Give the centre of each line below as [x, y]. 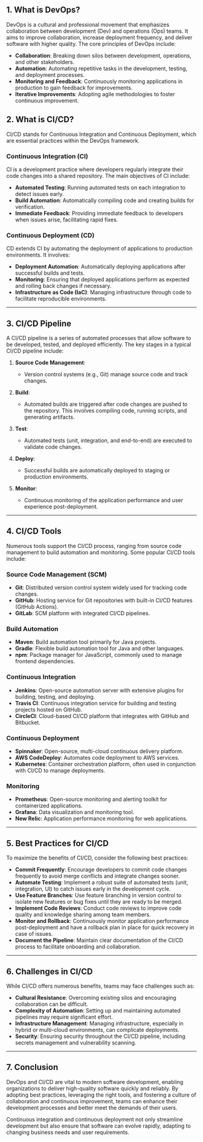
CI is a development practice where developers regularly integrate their [95, 169]
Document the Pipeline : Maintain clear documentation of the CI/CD [99, 941]
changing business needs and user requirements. [68, 1132]
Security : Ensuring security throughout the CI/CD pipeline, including [100, 1036]
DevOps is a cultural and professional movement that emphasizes [88, 24]
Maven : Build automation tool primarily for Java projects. [86, 642]
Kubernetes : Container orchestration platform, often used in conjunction [105, 764]
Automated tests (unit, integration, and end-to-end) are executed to [108, 440]
